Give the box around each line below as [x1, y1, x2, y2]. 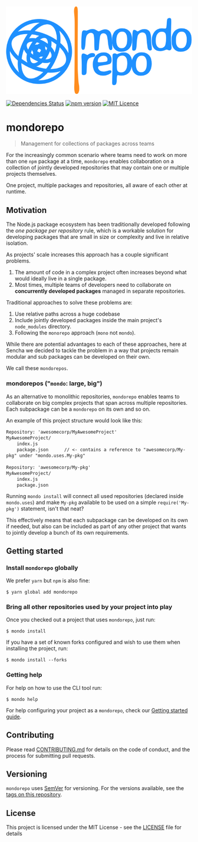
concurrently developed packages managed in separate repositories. [14, 287, 186, 295]
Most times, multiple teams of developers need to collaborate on [14, 281, 171, 289]
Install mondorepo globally [6, 563, 78, 572]
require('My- [157, 500, 190, 506]
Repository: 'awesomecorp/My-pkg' [6, 464, 91, 470]
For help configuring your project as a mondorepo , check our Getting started [6, 706, 188, 714]
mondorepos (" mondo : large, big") [6, 379, 103, 388]
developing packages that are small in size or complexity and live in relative [6, 234, 190, 241]
